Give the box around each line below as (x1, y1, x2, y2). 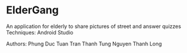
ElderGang (6, 3, 59, 17)
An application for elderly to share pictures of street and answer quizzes (6, 23, 181, 30)
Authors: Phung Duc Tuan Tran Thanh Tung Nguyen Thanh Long (6, 40, 162, 47)
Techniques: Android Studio (6, 29, 74, 36)
